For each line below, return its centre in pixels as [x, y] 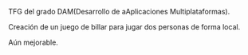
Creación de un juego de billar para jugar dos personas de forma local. [124, 27]
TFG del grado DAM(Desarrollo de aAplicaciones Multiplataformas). [119, 12]
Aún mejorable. [33, 42]
